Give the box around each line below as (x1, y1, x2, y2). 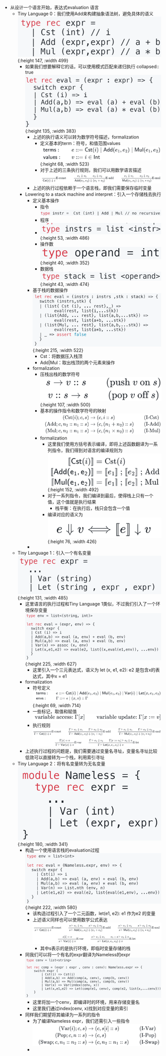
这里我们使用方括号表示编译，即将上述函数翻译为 (47, 441, 149, 447)
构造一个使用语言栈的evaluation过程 (25, 847, 100, 853)
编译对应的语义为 (47, 511, 83, 517)
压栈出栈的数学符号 (40, 371, 80, 377)
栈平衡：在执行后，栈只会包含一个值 (55, 505, 130, 511)
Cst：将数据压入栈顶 (40, 353, 83, 359)
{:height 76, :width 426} (47, 539, 97, 545)
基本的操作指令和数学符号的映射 (40, 408, 107, 414)
